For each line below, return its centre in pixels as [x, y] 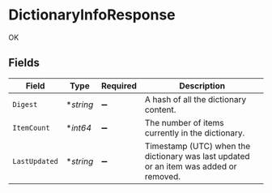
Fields [24, 63]
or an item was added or [191, 166]
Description [202, 85]
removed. [162, 176]
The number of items [184, 122]
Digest [25, 104]
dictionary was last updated [197, 156]
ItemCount [31, 128]
